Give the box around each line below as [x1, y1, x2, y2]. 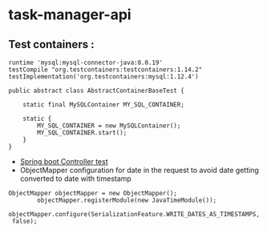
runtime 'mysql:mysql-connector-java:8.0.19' [8, 58, 163, 66]
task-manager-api [8, 6, 131, 24]
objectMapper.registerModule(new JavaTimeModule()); [37, 196, 217, 204]
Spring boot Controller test [19, 157, 108, 166]
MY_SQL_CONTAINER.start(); [37, 129, 127, 137]
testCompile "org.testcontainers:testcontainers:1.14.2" [8, 66, 203, 74]
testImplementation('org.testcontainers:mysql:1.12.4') [8, 73, 199, 81]
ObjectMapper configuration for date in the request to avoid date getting [19, 166, 259, 175]
